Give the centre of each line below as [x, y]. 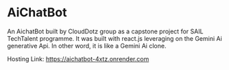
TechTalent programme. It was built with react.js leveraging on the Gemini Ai [115, 38]
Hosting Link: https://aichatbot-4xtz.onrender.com [78, 58]
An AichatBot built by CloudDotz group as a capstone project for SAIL [105, 31]
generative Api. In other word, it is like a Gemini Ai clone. [87, 46]
